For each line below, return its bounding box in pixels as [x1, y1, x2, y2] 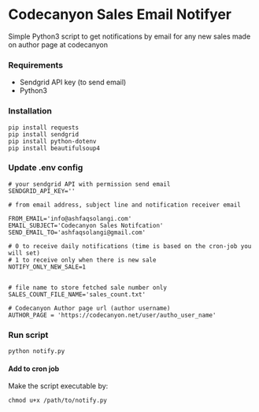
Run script [8, 329, 49, 340]
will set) [8, 249, 41, 257]
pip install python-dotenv [8, 137, 97, 145]
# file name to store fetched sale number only [8, 284, 168, 291]
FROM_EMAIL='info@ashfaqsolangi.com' [8, 214, 132, 222]
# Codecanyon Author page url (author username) [8, 304, 171, 312]
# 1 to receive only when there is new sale [8, 256, 157, 264]
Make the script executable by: [8, 381, 109, 391]
